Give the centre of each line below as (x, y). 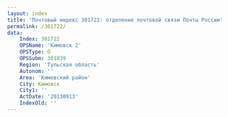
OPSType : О (35, 52)
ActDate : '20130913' (49, 97)
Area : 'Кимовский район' (55, 77)
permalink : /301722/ (37, 26)
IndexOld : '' (38, 103)
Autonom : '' (37, 71)
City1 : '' (34, 90)
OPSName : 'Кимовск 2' (50, 45)
